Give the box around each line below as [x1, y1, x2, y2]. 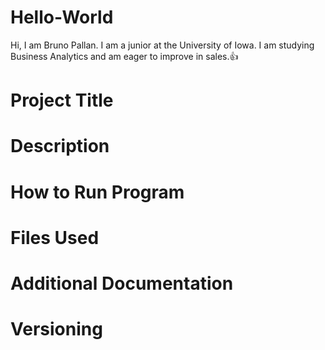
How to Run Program [10, 181, 185, 203]
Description [10, 135, 110, 158]
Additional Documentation [10, 272, 234, 295]
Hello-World [10, 6, 114, 29]
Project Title [10, 89, 114, 112]
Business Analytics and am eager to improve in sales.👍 [10, 50, 239, 62]
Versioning [10, 318, 103, 341]
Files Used [10, 226, 100, 249]
